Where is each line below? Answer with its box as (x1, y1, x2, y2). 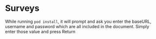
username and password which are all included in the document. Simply (5, 23, 150, 29)
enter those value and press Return (5, 29, 76, 34)
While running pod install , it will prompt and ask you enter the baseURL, (5, 19, 152, 24)
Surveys (5, 3, 40, 14)
